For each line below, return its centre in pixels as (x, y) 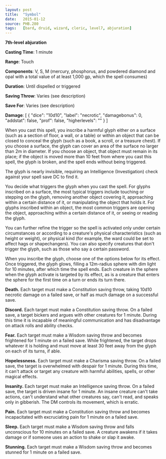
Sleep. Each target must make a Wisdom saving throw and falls (70, 427)
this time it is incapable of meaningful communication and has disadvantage (83, 320)
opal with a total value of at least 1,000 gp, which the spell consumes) (76, 77)
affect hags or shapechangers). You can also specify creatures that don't (80, 244)
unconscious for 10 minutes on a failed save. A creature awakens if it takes (81, 432)
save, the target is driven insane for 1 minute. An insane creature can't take (82, 392)
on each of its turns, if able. (33, 351)
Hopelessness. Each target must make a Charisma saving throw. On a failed (83, 361)
